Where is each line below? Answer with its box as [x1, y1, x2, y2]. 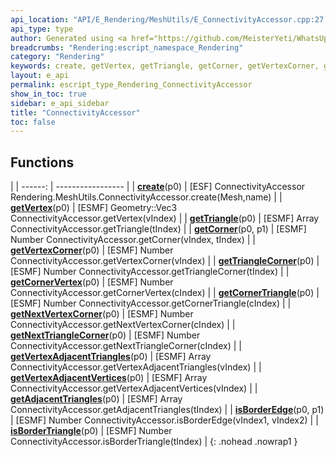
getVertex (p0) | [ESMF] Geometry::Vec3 [10, 202, 178, 214]
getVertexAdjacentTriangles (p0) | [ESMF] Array [10, 351, 212, 363]
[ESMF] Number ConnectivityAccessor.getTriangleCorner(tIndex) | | [10, 266, 290, 278]
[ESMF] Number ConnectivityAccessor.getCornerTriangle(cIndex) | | [10, 297, 292, 310]
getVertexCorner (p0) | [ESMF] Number [10, 244, 174, 256]
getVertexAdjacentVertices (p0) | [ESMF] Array [10, 372, 208, 384]
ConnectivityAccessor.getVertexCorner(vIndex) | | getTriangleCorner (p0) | [10, 255, 320, 267]
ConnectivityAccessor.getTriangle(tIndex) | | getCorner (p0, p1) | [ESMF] [10, 223, 307, 235]
